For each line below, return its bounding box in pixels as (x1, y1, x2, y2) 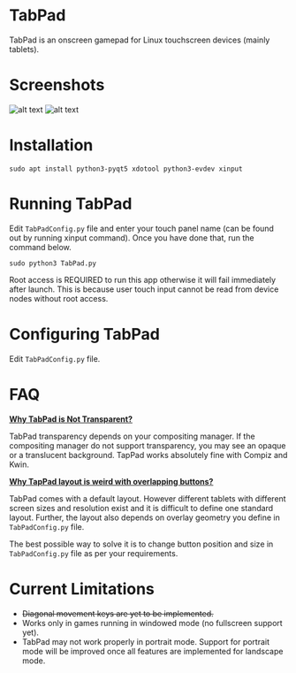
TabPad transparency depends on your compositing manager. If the (9, 431, 255, 441)
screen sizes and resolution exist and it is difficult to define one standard (9, 502, 274, 513)
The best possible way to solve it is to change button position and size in (9, 539, 274, 549)
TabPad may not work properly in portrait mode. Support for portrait (21, 636, 270, 646)
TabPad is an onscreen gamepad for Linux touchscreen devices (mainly (9, 34, 270, 45)
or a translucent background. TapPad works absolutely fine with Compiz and (9, 449, 288, 460)
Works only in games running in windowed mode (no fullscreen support (21, 617, 283, 628)
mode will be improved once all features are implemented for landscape (21, 646, 284, 656)
